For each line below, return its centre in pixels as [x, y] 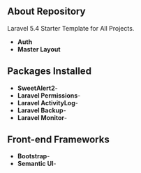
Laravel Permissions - [49, 95]
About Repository [46, 12]
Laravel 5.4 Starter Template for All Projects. [71, 28]
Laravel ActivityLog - [48, 103]
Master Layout [39, 49]
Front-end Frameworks [58, 140]
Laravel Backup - [42, 110]
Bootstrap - [34, 156]
